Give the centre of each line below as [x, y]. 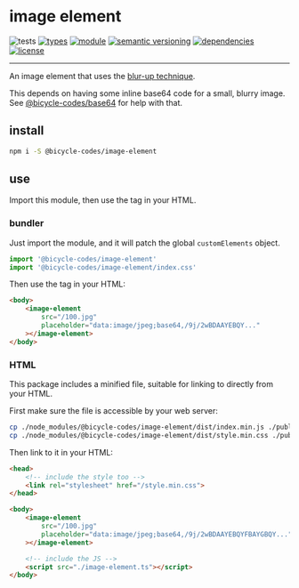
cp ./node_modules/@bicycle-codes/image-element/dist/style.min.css [139, 435]
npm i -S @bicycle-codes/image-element [83, 151]
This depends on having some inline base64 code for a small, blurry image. [147, 93]
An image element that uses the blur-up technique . [102, 76]
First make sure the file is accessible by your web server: [113, 411]
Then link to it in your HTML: [61, 452]
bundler [27, 223]
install [27, 131]
